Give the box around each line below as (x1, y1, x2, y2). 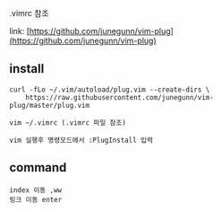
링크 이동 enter (9, 195, 63, 204)
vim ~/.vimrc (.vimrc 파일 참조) (9, 118, 127, 128)
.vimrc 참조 (9, 8, 49, 18)
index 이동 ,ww (9, 185, 63, 195)
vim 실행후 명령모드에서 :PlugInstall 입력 (9, 136, 154, 145)
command (9, 160, 67, 175)
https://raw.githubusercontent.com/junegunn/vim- (25, 93, 215, 102)
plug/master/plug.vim (9, 101, 90, 110)
